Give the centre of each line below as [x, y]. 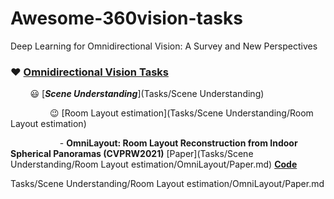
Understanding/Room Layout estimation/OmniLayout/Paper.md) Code [154, 164]
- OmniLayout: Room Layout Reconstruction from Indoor [178, 143]
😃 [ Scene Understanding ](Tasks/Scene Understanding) [147, 94]
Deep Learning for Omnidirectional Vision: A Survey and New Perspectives [164, 46]
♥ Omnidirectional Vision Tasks [89, 72]
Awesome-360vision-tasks [126, 18]
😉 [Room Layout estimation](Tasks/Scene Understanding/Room [181, 113]
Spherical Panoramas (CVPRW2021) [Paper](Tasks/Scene [132, 154]
